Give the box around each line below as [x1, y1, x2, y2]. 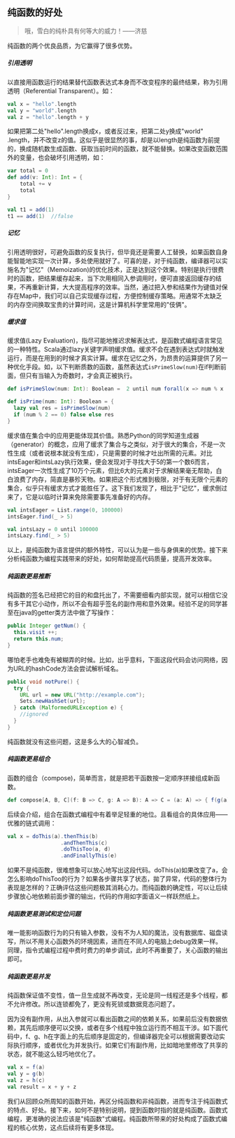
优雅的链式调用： [7, 818, 57, 827]
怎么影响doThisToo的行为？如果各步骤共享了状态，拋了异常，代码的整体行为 [7, 875, 227, 883]
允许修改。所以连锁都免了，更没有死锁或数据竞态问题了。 [13, 1000, 179, 1008]
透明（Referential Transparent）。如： [7, 86, 115, 95]
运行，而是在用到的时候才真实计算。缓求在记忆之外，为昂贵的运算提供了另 [7, 354, 222, 362]
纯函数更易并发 [7, 972, 50, 980]
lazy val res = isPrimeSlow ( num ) [13, 405, 111, 412]
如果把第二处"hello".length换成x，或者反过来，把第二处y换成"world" [7, 127, 204, 135]
